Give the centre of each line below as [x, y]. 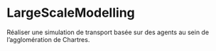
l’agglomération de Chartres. [48, 39]
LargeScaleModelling [71, 13]
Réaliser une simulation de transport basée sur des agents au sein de [108, 32]
